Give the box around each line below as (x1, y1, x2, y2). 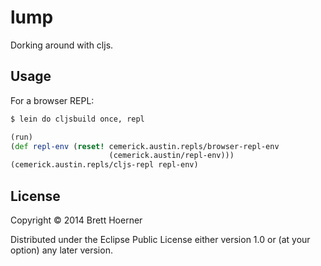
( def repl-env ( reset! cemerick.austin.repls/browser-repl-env (10, 141, 280, 151)
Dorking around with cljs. (10, 39, 114, 51)
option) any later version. (10, 244, 113, 256)
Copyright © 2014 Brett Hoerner (10, 214, 143, 226)
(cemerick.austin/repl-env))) (108, 151, 235, 161)
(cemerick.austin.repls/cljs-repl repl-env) (10, 160, 199, 170)
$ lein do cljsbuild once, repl (10, 114, 145, 124)
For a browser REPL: (10, 94, 95, 106)
